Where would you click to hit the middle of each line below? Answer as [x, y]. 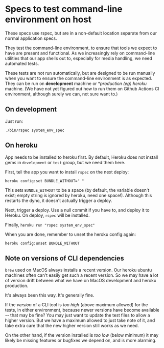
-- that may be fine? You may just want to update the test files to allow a [78, 315]
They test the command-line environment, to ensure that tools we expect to [81, 48]
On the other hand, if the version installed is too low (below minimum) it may [82, 335]
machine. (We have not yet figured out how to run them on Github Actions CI [82, 88]
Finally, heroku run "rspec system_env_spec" [50, 225]
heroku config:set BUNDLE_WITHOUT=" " [45, 181]
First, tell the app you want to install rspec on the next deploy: [67, 172]
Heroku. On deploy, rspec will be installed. [47, 215]
